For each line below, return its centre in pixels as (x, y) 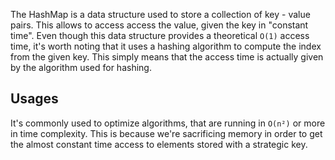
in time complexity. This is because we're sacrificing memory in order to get (166, 133)
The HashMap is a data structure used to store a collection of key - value (160, 14)
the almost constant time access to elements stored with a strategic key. (159, 144)
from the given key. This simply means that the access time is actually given (167, 57)
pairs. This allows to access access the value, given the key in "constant (159, 25)
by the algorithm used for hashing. (81, 67)
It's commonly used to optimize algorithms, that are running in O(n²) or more (168, 123)
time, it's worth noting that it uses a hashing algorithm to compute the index (166, 46)
